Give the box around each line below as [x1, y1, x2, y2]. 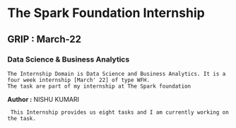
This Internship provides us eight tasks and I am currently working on [10, 108, 230, 116]
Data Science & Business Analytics [7, 54, 130, 64]
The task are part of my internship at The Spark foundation [7, 83, 191, 90]
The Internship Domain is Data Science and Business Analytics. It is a [7, 70, 226, 77]
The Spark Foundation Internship [7, 5, 205, 21]
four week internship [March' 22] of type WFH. [7, 76, 151, 83]
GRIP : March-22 [7, 33, 82, 45]
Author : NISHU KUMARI [7, 95, 80, 103]
